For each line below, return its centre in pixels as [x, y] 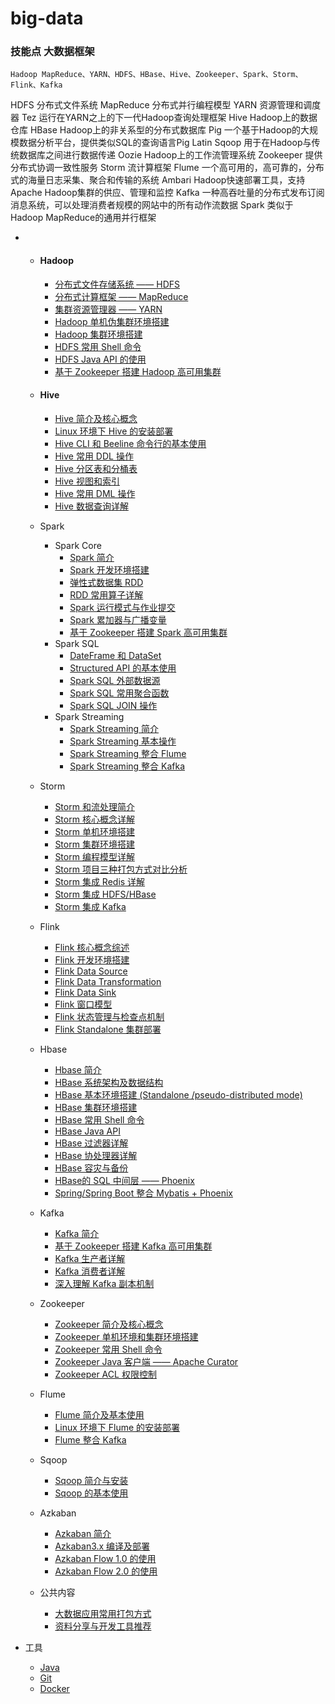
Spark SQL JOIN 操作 [113, 705]
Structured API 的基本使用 [123, 668]
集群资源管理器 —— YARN [108, 309]
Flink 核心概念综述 [92, 947]
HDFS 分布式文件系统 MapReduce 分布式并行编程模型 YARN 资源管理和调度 [166, 105]
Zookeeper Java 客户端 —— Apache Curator [146, 1361]
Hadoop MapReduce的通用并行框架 [83, 218]
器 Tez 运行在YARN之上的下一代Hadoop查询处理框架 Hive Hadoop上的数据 [164, 118]
